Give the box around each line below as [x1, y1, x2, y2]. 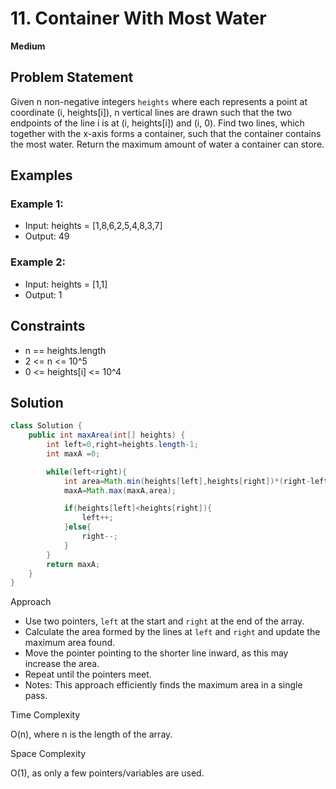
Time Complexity [10, 709, 81, 721]
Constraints [10, 318, 86, 335]
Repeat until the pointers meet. [24, 668, 152, 681]
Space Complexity [10, 748, 87, 760]
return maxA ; [46, 559, 101, 569]
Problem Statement [10, 69, 134, 86]
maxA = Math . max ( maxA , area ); [63, 485, 177, 496]
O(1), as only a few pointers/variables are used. [10, 767, 205, 779]
